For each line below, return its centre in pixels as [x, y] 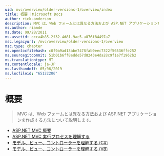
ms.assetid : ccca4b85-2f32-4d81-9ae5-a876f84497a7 [58, 37]
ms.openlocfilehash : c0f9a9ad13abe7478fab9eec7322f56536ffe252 [71, 51]
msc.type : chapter [24, 46]
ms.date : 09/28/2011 [26, 32]
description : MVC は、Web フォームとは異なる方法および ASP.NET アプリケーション [81, 23]
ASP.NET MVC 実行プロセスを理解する [51, 136]
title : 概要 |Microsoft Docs [34, 14]
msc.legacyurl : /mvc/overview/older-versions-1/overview [64, 42]
